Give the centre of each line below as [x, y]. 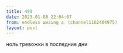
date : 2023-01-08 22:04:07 [39, 17]
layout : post [22, 28]
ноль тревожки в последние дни [47, 44]
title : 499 [19, 11]
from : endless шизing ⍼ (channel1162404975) [62, 22]
